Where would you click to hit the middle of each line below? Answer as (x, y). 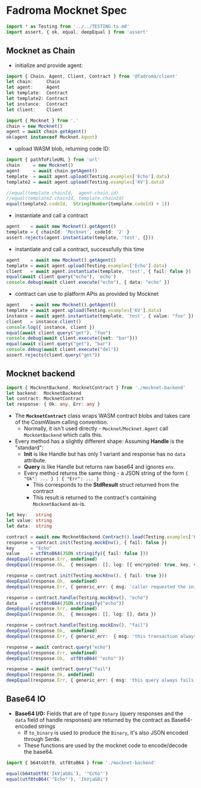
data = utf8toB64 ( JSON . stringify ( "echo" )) (65, 603)
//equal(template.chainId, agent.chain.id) (63, 193)
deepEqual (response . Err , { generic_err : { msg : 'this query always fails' (101, 681)
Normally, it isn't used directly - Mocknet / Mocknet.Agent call (96, 429)
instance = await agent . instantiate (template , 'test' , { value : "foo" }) (100, 316)
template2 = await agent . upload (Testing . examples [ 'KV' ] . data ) (85, 182)
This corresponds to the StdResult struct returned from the (106, 485)
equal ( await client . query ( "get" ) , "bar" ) (59, 344)
